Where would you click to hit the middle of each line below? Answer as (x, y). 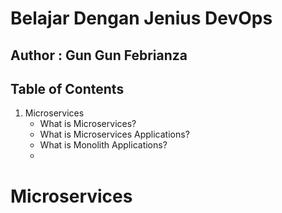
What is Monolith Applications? (103, 145)
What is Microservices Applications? (114, 134)
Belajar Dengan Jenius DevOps (141, 18)
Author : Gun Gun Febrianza (99, 55)
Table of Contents (67, 88)
